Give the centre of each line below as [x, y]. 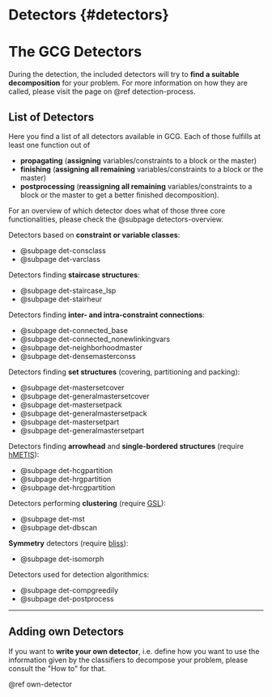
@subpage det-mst [52, 518]
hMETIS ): [24, 454]
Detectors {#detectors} [89, 15]
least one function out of [49, 145]
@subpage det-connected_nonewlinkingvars [95, 339]
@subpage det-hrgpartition [66, 479]
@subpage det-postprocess [67, 598]
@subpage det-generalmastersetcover [85, 396]
